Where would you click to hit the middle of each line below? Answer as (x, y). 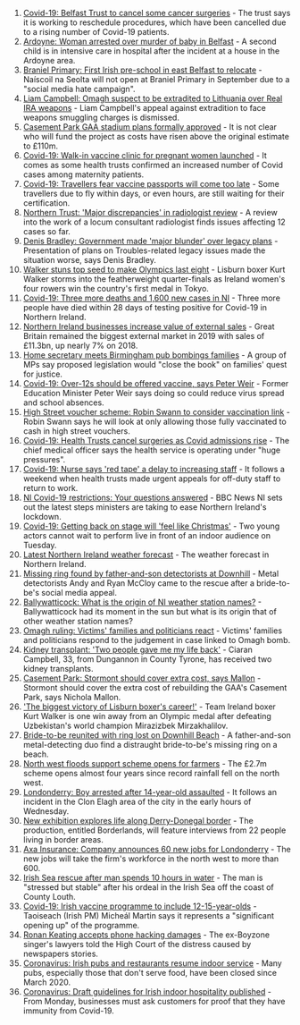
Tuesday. (40, 545)
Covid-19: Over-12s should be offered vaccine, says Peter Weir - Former (156, 383)
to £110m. (41, 146)
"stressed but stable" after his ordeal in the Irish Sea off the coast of (149, 887)
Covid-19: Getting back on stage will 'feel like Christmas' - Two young (151, 526)
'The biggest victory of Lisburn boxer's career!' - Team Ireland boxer (149, 707)
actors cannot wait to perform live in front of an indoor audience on (147, 535)
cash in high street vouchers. (76, 431)
